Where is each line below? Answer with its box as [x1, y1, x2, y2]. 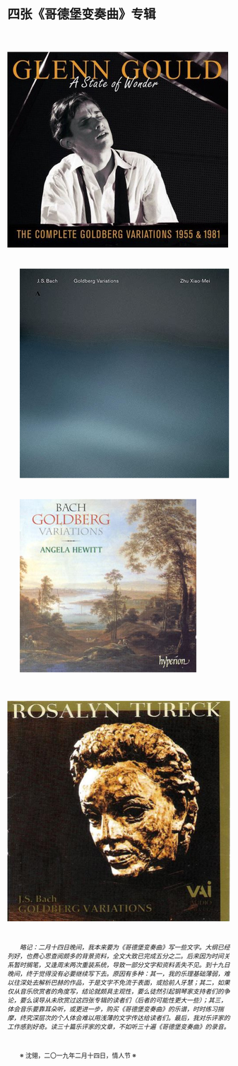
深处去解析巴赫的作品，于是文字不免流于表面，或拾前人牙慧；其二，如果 [19, 978, 230, 986]
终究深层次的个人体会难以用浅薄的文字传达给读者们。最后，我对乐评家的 [19, 1013, 230, 1021]
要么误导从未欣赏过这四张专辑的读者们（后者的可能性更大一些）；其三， [19, 995, 227, 1004]
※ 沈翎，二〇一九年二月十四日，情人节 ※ [20, 1050, 136, 1060]
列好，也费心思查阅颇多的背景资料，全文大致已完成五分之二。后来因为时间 [7, 952, 224, 960]
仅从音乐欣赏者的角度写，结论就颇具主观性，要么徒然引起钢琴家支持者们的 [7, 987, 224, 995]
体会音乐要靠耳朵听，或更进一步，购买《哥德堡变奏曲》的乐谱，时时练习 [7, 1005, 218, 1013]
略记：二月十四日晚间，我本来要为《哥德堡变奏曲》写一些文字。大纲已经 [20, 942, 230, 951]
